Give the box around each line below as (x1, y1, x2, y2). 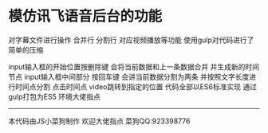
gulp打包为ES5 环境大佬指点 (8, 92, 101, 101)
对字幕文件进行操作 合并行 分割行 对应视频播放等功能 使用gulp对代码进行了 (8, 35, 254, 45)
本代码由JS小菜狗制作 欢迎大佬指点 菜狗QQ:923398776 (8, 116, 191, 126)
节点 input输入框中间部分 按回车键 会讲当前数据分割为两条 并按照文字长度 (8, 72, 250, 81)
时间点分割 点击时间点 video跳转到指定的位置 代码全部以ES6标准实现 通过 (14, 81, 258, 92)
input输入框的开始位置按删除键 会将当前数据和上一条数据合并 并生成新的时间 (8, 61, 259, 72)
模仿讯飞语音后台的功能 (8, 7, 163, 25)
